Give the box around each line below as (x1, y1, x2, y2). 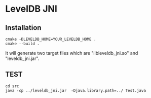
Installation (5, 23, 42, 32)
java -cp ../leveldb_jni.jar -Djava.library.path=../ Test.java (5, 88, 146, 93)
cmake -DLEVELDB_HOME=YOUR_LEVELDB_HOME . (5, 37, 96, 42)
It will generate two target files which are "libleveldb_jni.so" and (5, 50, 138, 56)
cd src (5, 83, 19, 89)
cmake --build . (5, 41, 40, 46)
